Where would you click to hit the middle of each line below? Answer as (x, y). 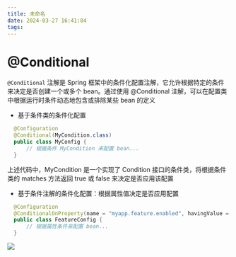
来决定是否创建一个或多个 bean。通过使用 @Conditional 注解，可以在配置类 (117, 91)
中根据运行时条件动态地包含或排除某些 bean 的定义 (81, 101)
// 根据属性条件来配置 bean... (67, 227)
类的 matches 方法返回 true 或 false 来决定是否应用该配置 (91, 178)
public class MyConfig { (50, 142)
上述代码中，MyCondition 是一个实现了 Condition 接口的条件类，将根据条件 (117, 169)
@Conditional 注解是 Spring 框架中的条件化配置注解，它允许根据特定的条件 (116, 83)
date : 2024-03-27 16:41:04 (47, 21)
